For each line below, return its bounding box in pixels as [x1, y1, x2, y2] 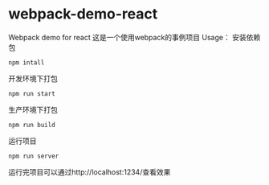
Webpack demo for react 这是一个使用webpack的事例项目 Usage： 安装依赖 [8, 32, 261, 42]
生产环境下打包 [8, 105, 58, 114]
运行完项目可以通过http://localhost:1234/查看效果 [8, 166, 171, 177]
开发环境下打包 [8, 73, 58, 83]
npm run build [8, 121, 56, 129]
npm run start [8, 89, 56, 97]
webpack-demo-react [8, 5, 158, 23]
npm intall [8, 58, 45, 67]
